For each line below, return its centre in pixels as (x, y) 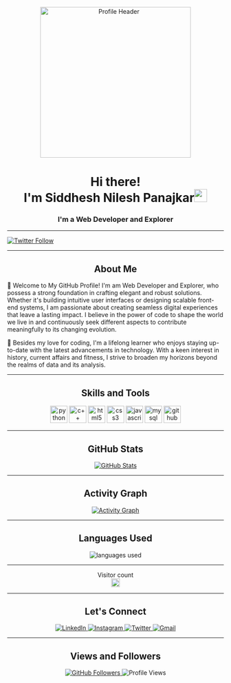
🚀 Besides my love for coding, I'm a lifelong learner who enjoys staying (107, 343)
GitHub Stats (115, 449)
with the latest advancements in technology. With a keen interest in (125, 350)
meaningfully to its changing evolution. (62, 329)
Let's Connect (115, 611)
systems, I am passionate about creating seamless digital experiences (119, 307)
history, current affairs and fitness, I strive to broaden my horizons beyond (112, 358)
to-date (18, 350)
